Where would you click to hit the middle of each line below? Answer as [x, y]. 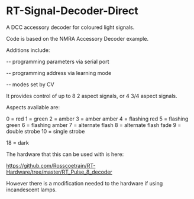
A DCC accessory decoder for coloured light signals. [70, 27]
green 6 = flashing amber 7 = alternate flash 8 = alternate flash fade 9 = [94, 125]
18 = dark [18, 142]
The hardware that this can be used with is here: [65, 154]
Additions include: [28, 50]
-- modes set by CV [30, 84]
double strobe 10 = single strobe [46, 131]
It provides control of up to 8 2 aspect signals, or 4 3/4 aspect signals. [92, 96]
